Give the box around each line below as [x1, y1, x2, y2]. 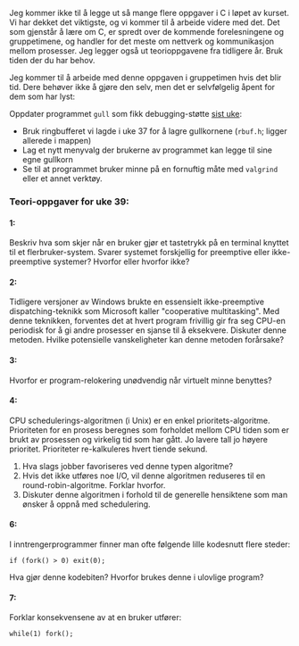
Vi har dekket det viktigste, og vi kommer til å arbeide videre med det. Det [9, 17, 280, 28]
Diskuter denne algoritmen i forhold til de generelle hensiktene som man [21, 489, 288, 500]
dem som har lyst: [9, 91, 76, 102]
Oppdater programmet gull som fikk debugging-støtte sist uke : [9, 109, 243, 119]
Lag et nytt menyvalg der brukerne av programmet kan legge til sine [21, 145, 272, 155]
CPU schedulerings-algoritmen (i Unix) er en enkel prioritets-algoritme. [9, 415, 270, 426]
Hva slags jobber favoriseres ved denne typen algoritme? [21, 460, 234, 471]
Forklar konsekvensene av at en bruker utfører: [9, 612, 182, 623]
